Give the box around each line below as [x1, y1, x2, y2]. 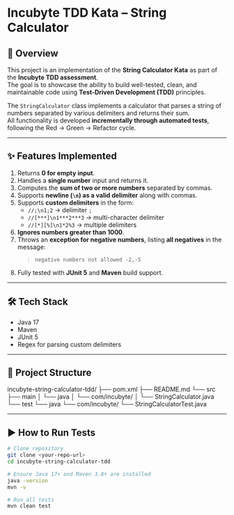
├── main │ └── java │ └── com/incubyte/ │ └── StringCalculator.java [7, 393, 214, 401]
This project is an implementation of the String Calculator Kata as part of [7, 66, 218, 74]
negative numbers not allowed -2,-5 [34, 256, 141, 263]
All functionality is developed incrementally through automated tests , [7, 116, 210, 125]
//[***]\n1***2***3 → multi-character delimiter [27, 213, 165, 221]
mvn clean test [7, 502, 52, 509]
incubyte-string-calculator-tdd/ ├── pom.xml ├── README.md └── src [7, 385, 216, 394]
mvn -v [7, 484, 26, 491]
